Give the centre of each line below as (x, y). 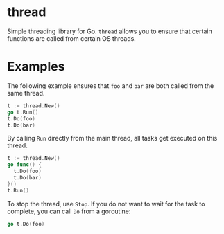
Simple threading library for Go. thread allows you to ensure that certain (110, 31)
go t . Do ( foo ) (26, 224)
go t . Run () (23, 112)
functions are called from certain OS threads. (72, 38)
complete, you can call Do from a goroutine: (69, 211)
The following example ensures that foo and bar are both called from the (111, 85)
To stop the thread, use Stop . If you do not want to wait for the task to (106, 204)
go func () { (24, 165)
